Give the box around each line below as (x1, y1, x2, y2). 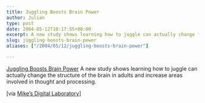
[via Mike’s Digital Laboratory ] (6, 90, 81, 97)
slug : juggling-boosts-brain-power (6, 37, 97, 43)
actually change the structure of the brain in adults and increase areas (6, 71, 183, 79)
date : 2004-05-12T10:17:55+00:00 (6, 26, 92, 32)
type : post (6, 20, 34, 26)
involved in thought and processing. (6, 77, 96, 85)
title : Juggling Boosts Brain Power (6, 9, 99, 15)
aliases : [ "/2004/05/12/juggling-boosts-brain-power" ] (6, 43, 149, 49)
